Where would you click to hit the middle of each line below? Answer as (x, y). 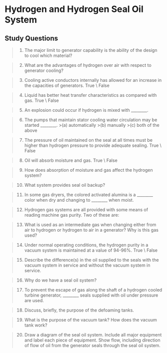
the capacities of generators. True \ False (67, 85)
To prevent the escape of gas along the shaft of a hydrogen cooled (93, 290)
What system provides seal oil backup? (65, 185)
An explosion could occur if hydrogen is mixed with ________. (86, 110)
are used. (34, 300)
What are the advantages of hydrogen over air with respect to (88, 65)
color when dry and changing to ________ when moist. (79, 200)
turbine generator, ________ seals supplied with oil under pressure (91, 295)
